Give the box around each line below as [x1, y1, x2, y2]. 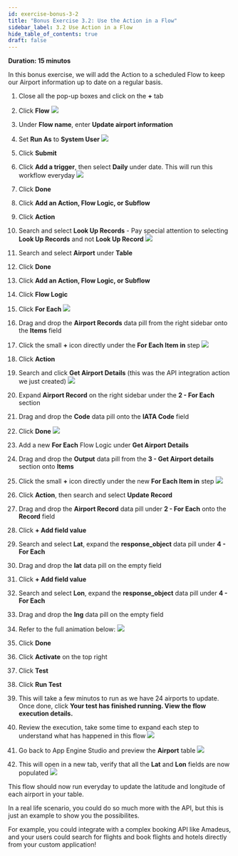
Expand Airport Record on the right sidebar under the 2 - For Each [18, 391, 214, 399]
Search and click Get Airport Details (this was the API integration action [18, 369, 230, 377]
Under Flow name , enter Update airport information [18, 121, 173, 129]
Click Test [18, 666, 48, 675]
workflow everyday [18, 171, 76, 180]
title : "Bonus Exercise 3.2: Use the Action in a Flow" [8, 17, 177, 24]
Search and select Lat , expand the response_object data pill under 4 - [18, 540, 227, 549]
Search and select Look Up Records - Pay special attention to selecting [18, 226, 229, 235]
